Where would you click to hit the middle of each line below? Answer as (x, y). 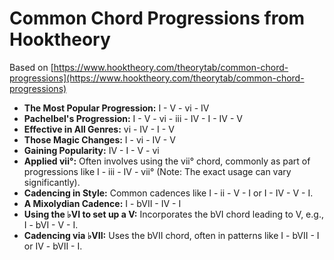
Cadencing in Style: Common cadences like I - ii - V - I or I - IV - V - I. (168, 193)
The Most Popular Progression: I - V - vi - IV (116, 108)
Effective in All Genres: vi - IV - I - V (99, 129)
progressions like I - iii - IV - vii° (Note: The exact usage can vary (157, 171)
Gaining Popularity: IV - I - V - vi (91, 150)
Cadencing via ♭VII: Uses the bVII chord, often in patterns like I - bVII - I (171, 235)
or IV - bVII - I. (53, 246)
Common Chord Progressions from (157, 18)
